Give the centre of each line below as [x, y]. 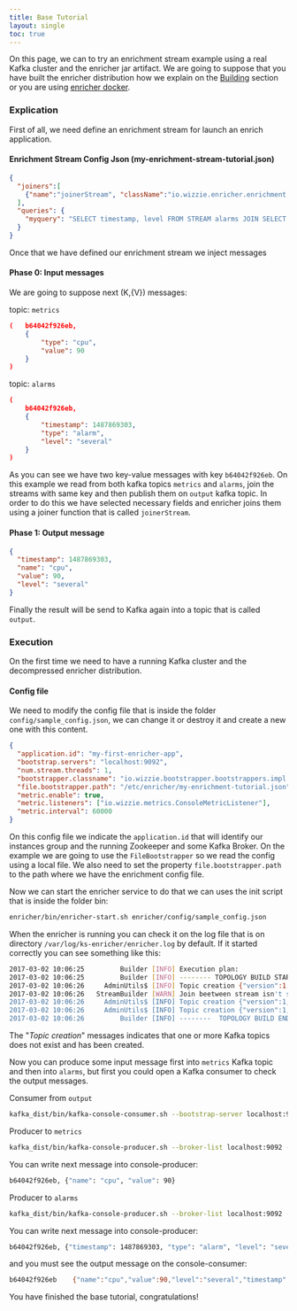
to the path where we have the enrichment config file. [107, 874]
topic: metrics [34, 310]
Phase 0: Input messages [57, 273]
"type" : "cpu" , [69, 342]
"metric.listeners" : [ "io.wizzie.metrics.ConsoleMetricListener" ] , [144, 803]
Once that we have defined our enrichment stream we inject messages [138, 252]
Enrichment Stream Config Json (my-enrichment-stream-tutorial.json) [142, 159]
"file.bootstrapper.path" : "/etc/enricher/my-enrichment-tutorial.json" [154, 787]
